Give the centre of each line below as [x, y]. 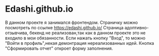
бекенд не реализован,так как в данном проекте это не [87, 33]
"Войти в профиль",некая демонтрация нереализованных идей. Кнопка [80, 43]
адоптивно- [136, 27]
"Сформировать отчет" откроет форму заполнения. [59, 48]
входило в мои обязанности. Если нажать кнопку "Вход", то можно [75, 38]
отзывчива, [17, 33]
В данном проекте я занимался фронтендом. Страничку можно [71, 22]
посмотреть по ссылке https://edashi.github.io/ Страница [64, 27]
